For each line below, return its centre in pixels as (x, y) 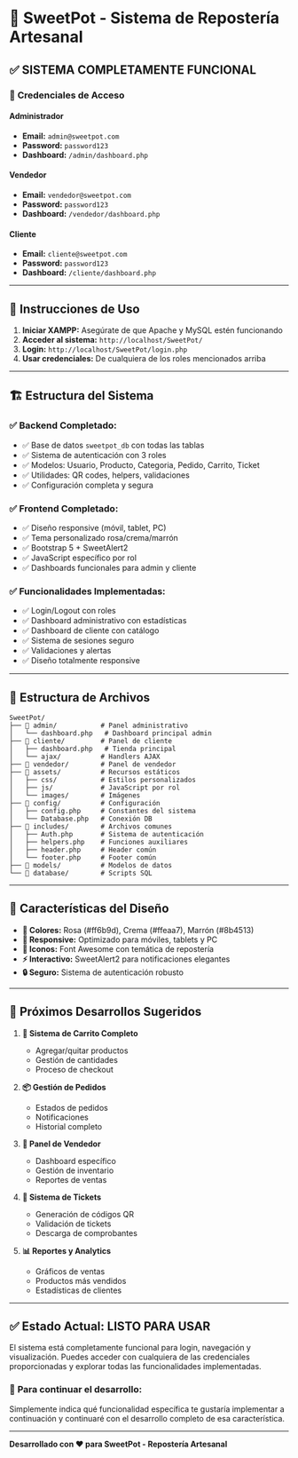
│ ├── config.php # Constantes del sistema (103, 812)
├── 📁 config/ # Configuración (85, 804)
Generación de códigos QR (85, 1214)
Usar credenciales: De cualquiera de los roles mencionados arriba (144, 358)
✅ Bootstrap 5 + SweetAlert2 (75, 547)
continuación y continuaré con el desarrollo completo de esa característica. (147, 1418)
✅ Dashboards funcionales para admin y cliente (109, 567)
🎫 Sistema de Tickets (62, 1197)
